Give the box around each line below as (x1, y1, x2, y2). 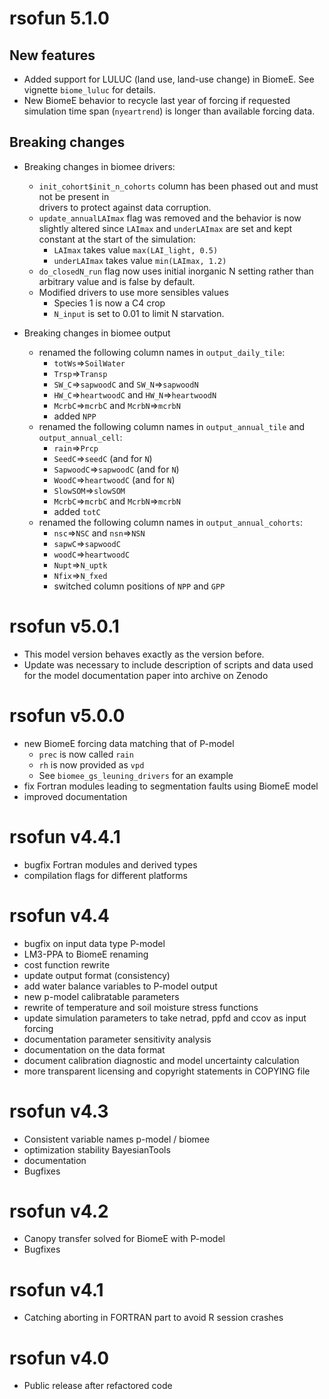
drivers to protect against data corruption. (38, 201, 212, 213)
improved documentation (23, 790, 128, 802)
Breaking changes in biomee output (23, 327, 171, 339)
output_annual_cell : (38, 431, 123, 443)
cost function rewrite (23, 958, 111, 971)
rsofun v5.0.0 (9, 704, 126, 727)
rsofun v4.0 (9, 1347, 110, 1369)
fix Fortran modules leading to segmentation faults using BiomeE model (23, 780, 319, 792)
